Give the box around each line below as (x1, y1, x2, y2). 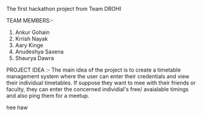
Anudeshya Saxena (15, 48, 64, 55)
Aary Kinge (15, 42, 44, 49)
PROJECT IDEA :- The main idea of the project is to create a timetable (6, 66, 181, 73)
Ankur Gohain (15, 29, 50, 36)
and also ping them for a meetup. (6, 92, 89, 99)
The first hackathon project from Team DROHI (6, 5, 122, 12)
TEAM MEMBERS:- (6, 17, 54, 24)
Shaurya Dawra (15, 55, 54, 61)
